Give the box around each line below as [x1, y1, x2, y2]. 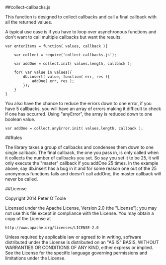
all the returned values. [5, 19, 52, 25]
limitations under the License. [5, 255, 66, 261]
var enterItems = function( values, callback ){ [5, 44, 108, 49]
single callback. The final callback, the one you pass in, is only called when [5, 149, 159, 155]
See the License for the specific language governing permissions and [5, 250, 148, 256]
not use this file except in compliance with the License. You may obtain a [5, 210, 154, 216]
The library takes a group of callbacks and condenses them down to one [5, 144, 154, 150]
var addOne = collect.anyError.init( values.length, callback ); [5, 126, 143, 131]
